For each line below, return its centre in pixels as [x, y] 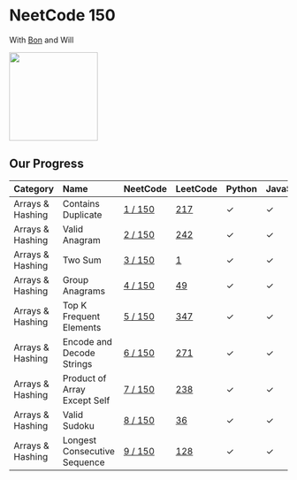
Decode [79, 353]
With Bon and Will [42, 40]
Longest [80, 440]
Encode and [88, 341]
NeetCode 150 [63, 15]
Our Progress [46, 164]
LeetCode [197, 188]
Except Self [86, 400]
